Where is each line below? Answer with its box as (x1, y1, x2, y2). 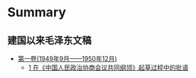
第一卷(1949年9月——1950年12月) (17, 55, 117, 62)
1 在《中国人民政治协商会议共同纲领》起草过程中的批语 (28, 63, 189, 72)
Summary (7, 4, 66, 21)
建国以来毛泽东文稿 (7, 34, 92, 46)
